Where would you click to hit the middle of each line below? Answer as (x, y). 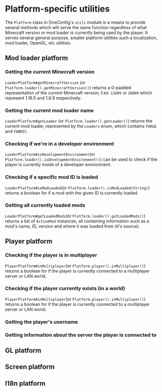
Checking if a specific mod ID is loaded (52, 177)
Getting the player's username (42, 322)
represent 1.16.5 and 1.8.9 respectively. (43, 98)
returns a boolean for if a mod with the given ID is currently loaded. (72, 193)
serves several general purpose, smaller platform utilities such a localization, (81, 38)
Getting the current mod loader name (50, 110)
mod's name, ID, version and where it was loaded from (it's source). (73, 226)
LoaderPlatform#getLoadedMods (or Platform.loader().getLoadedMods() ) (75, 216)
